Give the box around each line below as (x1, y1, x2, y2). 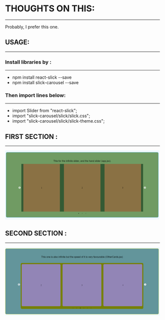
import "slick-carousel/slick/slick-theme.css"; (12, 118, 105, 124)
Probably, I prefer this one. (5, 24, 59, 30)
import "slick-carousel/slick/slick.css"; (12, 113, 90, 119)
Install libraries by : (5, 59, 52, 65)
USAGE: (5, 38, 30, 47)
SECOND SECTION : (5, 229, 67, 238)
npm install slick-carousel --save (12, 80, 79, 86)
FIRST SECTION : (5, 132, 58, 141)
